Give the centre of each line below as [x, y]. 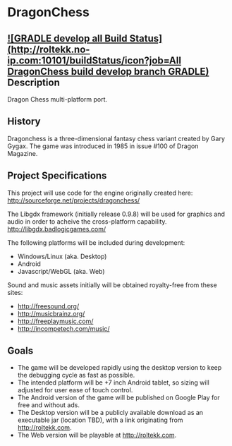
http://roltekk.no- [50, 49]
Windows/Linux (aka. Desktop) [62, 256]
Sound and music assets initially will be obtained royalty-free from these [112, 285]
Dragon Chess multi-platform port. [57, 99]
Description [33, 82]
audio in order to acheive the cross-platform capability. [87, 221]
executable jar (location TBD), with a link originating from [100, 420]
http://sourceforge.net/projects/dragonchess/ [74, 200]
